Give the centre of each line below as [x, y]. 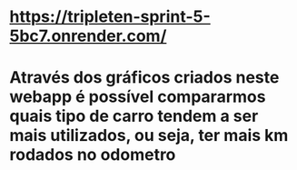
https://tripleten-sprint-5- [110, 17]
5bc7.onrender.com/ [88, 36]
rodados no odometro [93, 155]
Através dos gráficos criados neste [144, 78]
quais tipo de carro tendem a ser [134, 116]
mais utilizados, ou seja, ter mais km [149, 136]
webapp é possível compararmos [138, 97]
